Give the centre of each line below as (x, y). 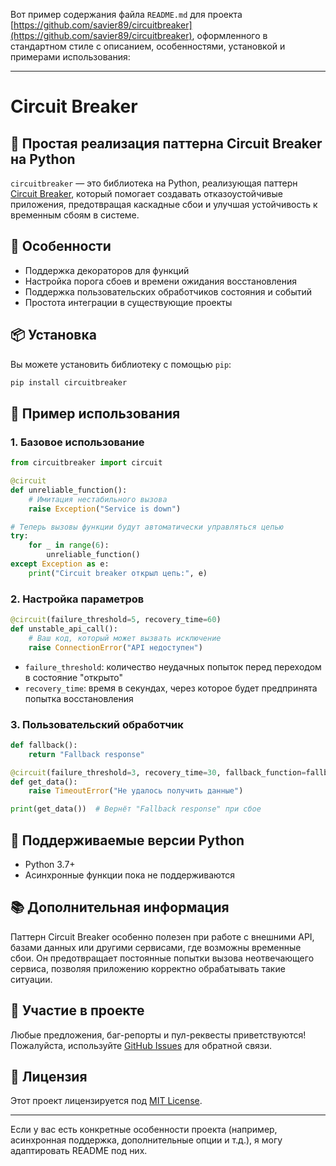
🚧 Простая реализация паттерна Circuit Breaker (166, 143)
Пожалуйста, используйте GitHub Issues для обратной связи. (141, 1045)
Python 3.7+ (50, 864)
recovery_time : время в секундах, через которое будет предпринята (171, 688)
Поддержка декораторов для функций (107, 270)
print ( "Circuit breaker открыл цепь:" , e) (118, 573)
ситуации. (31, 979)
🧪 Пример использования (95, 413)
